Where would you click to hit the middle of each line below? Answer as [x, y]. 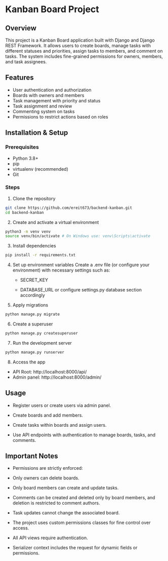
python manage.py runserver [35, 352]
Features [19, 78]
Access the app [29, 362]
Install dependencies [34, 246]
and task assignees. [26, 62]
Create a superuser [33, 324]
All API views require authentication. [50, 538]
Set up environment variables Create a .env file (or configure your [81, 265]
